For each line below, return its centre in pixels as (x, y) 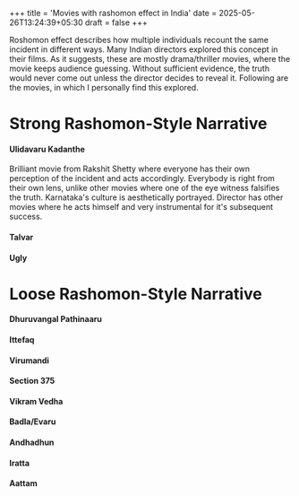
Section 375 (32, 381)
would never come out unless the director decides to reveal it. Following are (149, 78)
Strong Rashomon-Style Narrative (138, 124)
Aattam (23, 483)
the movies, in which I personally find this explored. (104, 87)
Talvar (21, 237)
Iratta (19, 463)
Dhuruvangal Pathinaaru (56, 319)
